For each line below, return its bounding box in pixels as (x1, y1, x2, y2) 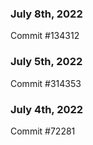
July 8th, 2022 (10, 7, 83, 21)
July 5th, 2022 (10, 55, 83, 69)
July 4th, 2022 (10, 102, 84, 116)
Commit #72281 (10, 125, 76, 137)
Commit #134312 (10, 30, 80, 42)
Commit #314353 (10, 77, 82, 89)
